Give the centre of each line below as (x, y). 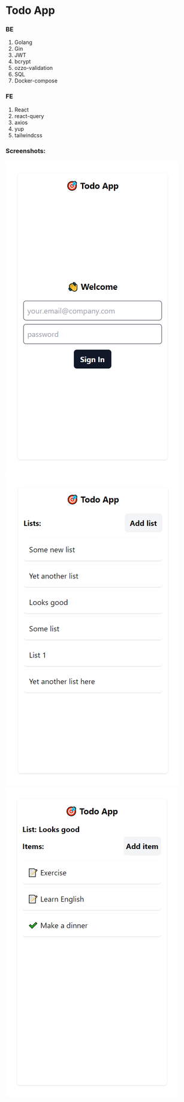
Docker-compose (36, 81)
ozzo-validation (34, 68)
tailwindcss (28, 135)
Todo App (30, 11)
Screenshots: (26, 151)
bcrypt (22, 61)
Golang (23, 42)
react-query (29, 116)
